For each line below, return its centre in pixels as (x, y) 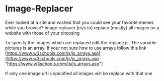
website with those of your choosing (42, 33)
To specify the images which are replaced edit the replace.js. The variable (81, 42)
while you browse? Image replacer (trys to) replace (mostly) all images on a (82, 27)
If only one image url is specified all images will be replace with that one (79, 73)
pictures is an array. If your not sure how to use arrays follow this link (76, 48)
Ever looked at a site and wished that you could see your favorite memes (80, 22)
